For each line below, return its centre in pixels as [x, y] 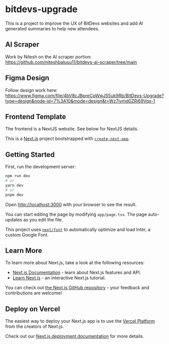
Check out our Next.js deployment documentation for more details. [75, 336]
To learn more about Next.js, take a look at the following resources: [75, 263]
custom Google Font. [27, 235]
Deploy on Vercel [33, 309]
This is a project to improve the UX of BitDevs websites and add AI [74, 23]
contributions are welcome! [34, 293]
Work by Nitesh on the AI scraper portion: [48, 57]
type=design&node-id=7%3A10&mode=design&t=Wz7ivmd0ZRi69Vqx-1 [80, 101]
